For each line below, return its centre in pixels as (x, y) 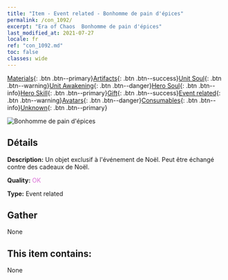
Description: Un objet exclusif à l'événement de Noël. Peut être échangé (111, 159)
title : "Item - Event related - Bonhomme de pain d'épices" (96, 13)
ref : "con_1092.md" (35, 46)
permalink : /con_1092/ (40, 20)
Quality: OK (24, 180)
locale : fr (23, 39)
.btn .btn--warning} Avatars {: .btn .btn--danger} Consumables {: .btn (103, 100)
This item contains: (49, 253)
